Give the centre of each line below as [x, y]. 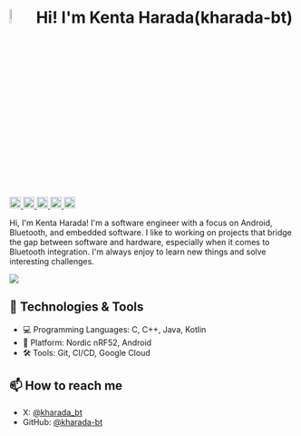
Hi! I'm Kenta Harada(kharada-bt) [164, 18]
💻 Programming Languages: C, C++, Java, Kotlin [114, 329]
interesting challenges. [52, 261]
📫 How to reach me [66, 386]
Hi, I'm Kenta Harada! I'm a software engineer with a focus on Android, [141, 223]
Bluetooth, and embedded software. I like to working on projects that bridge [150, 232]
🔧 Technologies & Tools [77, 307]
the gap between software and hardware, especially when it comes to [140, 242]
